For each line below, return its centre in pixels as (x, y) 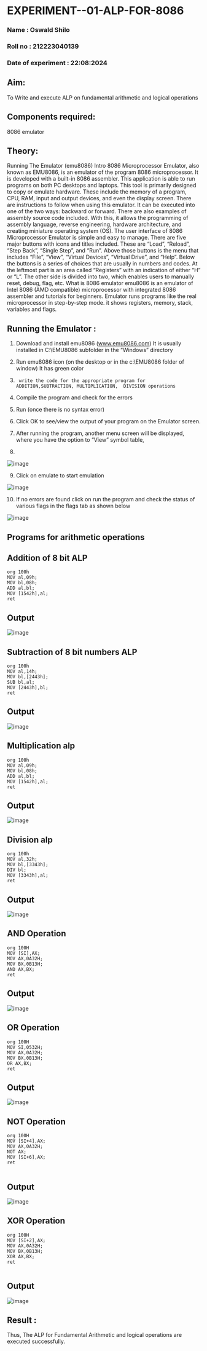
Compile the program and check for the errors (74, 397)
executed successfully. (36, 1341)
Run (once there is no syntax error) (60, 410)
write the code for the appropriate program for (82, 381)
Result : (22, 1320)
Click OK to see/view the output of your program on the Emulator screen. (108, 421)
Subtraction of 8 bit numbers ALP (72, 652)
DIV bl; (17, 870)
